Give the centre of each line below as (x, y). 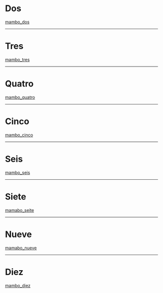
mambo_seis (18, 172)
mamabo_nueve (21, 248)
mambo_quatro (20, 97)
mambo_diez (18, 285)
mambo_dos (17, 22)
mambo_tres (17, 59)
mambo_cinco (19, 135)
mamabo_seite (20, 210)
